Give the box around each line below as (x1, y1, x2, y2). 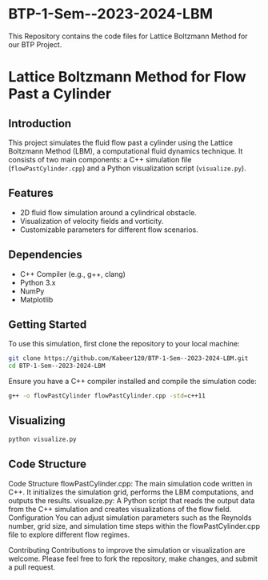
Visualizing (8, 414, 66, 428)
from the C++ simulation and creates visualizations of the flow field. (8, 504, 232, 514)
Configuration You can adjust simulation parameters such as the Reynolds (8, 513, 252, 522)
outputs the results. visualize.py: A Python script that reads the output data (8, 495, 255, 505)
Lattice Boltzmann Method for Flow (8, 68, 246, 86)
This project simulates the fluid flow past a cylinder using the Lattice (8, 138, 234, 147)
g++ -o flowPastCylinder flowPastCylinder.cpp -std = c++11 (8, 392, 206, 400)
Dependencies (8, 248, 82, 262)
